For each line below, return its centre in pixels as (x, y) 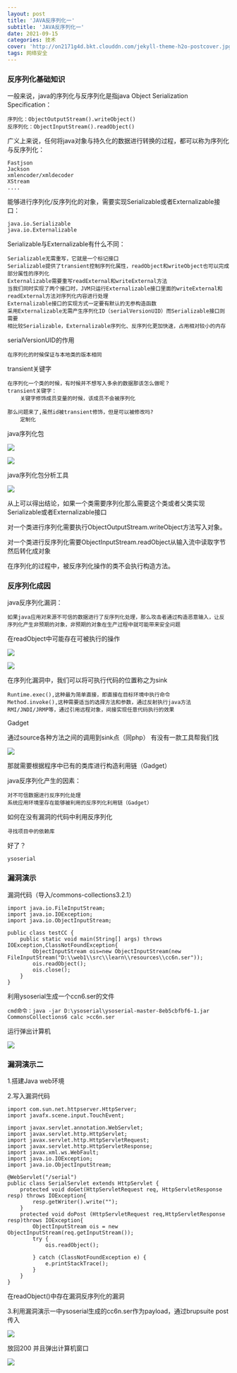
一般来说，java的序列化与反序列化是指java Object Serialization (98, 96)
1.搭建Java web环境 (36, 1081)
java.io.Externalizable (42, 230)
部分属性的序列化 (29, 274)
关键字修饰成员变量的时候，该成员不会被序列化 (78, 399)
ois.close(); (52, 970)
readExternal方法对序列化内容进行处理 (58, 296)
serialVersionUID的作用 (41, 340)
